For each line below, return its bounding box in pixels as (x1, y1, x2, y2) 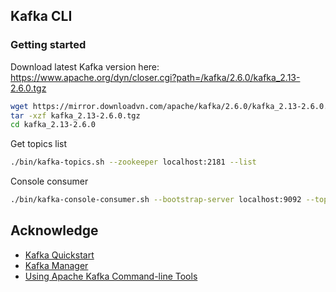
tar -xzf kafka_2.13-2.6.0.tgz (10, 110, 141, 121)
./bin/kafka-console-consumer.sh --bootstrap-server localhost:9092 (10, 195, 302, 205)
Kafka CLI (10, 8, 73, 25)
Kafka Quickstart (24, 249, 95, 261)
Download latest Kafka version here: (10, 60, 160, 73)
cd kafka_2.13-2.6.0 (10, 120, 97, 130)
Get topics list (10, 138, 68, 150)
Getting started (10, 38, 87, 52)
